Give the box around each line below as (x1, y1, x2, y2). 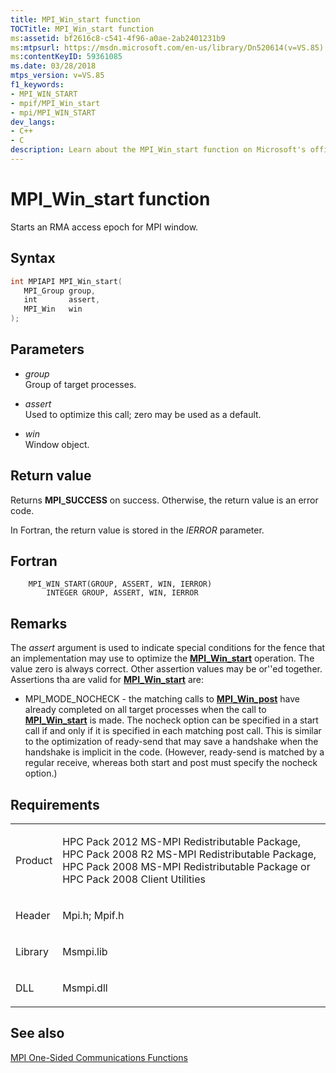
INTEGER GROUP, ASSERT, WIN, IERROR (46, 588, 199, 598)
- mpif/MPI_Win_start (10, 98, 101, 108)
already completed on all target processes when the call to (24, 704, 267, 716)
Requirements (10, 796, 100, 813)
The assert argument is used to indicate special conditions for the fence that (10, 642, 326, 654)
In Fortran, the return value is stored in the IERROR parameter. (10, 524, 265, 536)
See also (10, 1025, 65, 1042)
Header (15, 909, 51, 923)
